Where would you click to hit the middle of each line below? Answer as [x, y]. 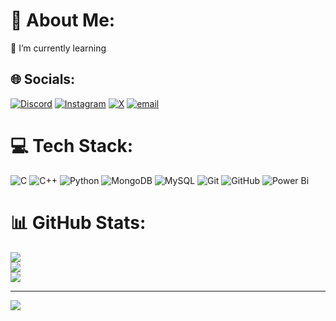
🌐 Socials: [43, 79]
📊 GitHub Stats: [78, 222]
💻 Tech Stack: [72, 145]
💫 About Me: [63, 20]
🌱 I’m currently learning [58, 48]
